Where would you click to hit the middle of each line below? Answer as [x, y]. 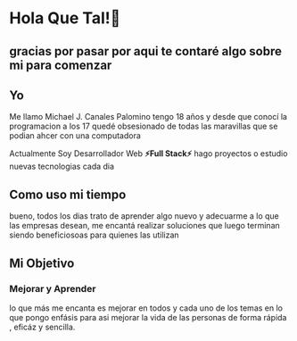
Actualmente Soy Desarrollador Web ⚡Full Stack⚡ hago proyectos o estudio [148, 154]
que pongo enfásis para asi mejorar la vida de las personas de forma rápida [148, 317]
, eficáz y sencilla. [42, 327]
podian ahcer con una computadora [75, 136]
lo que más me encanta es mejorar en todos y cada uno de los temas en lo [146, 308]
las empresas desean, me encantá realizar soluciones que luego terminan [145, 226]
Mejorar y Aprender [53, 288]
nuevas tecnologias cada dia [62, 166]
